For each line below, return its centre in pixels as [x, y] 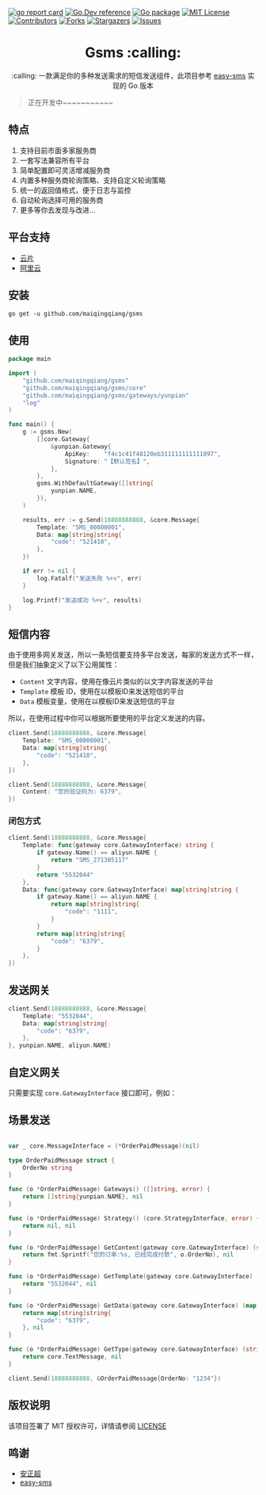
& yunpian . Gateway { [81, 447]
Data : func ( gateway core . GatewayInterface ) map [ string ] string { [131, 889]
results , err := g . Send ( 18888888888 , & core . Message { [111, 519]
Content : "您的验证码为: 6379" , [72, 792]
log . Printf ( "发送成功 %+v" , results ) [82, 600]
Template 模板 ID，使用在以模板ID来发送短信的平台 [102, 692]
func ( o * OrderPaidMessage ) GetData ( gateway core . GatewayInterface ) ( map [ [134, 1305]
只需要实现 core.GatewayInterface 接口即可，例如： [93, 1093]
